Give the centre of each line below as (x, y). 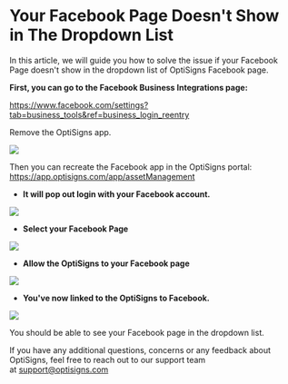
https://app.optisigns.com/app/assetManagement (102, 176)
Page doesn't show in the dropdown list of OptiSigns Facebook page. (139, 70)
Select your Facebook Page (75, 229)
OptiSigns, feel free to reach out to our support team (108, 359)
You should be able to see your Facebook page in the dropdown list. (137, 332)
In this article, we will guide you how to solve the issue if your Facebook (144, 60)
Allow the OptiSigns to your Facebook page (106, 263)
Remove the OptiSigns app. (60, 132)
